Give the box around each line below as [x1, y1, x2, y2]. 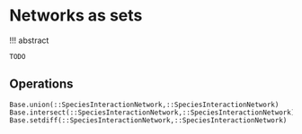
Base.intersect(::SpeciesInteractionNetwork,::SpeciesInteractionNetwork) [9, 108, 296, 117]
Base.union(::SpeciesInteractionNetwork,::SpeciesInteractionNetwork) [9, 100, 280, 109]
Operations [9, 77, 74, 92]
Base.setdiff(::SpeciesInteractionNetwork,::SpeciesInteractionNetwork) [9, 115, 288, 125]
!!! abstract [9, 35, 49, 46]
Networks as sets [9, 5, 143, 26]
